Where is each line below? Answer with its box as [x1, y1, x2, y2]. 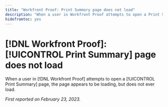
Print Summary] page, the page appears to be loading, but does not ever [5, 81, 155, 87]
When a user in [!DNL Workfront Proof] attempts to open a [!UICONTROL [5, 76, 155, 82]
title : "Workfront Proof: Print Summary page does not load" [5, 7, 135, 12]
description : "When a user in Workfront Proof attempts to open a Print [5, 12, 160, 17]
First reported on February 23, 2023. [5, 96, 81, 102]
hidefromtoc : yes [5, 16, 41, 21]
